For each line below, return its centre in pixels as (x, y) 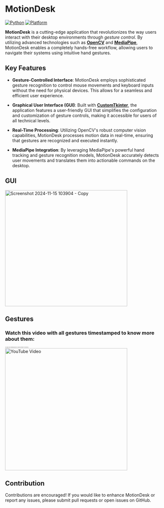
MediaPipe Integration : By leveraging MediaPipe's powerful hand (78, 150)
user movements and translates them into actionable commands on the (83, 160)
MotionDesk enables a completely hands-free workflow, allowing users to (79, 47)
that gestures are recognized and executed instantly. (65, 140)
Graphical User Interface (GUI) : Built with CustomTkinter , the (74, 105)
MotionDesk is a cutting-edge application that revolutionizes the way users (81, 32)
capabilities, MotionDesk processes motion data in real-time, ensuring (82, 135)
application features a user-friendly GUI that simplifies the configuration (84, 110)
